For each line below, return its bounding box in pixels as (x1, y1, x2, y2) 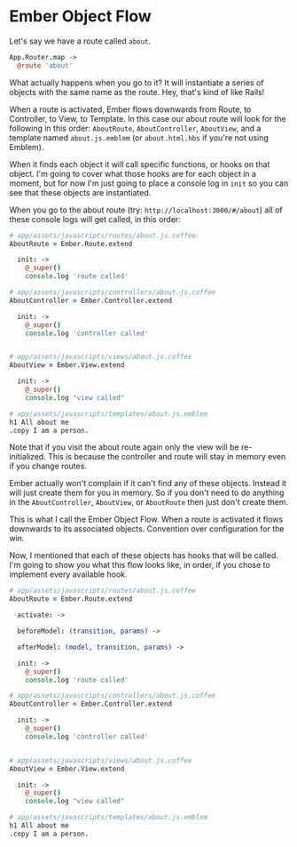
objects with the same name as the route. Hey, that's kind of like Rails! (9, 86, 265, 97)
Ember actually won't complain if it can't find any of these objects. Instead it (9, 478, 286, 489)
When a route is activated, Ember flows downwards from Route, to (9, 104, 252, 115)
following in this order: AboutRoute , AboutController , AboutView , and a (9, 123, 262, 133)
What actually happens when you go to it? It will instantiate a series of (9, 77, 264, 88)
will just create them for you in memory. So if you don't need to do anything (9, 487, 285, 499)
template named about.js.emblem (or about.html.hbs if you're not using (9, 132, 269, 143)
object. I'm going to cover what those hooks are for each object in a (9, 168, 257, 179)
